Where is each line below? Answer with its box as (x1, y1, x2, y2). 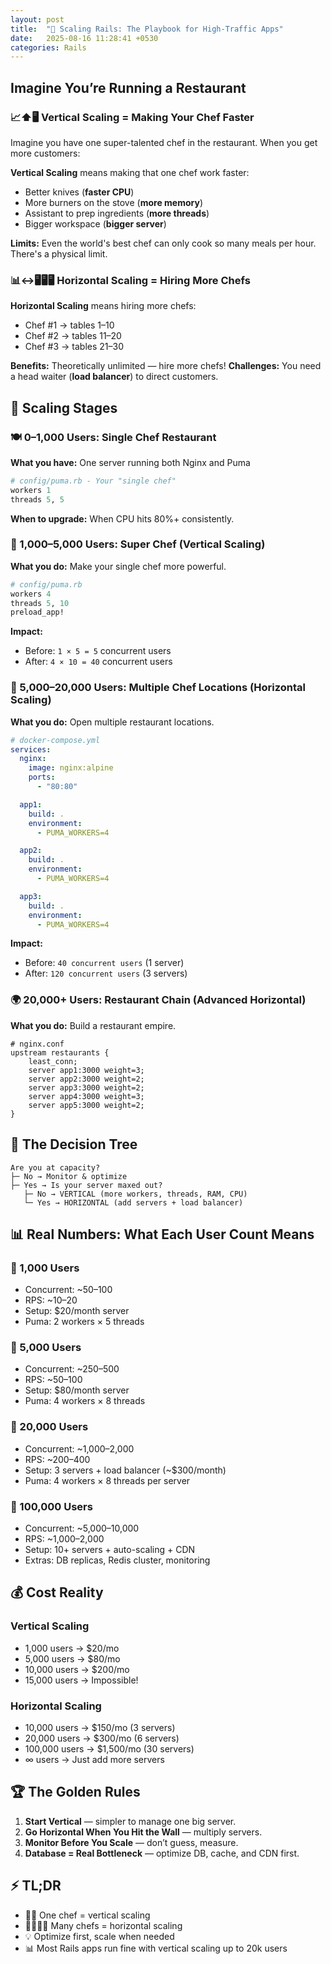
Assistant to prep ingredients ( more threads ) (24, 207, 210, 219)
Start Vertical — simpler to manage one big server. (24, 1815, 237, 1827)
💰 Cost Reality (10, 1584, 104, 1601)
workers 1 (10, 485, 52, 495)
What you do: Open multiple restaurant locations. (10, 716, 215, 728)
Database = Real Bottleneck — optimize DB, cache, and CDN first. (24, 1847, 300, 1859)
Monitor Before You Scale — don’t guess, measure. (24, 1836, 239, 1848)
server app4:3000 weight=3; (28, 1091, 145, 1101)
